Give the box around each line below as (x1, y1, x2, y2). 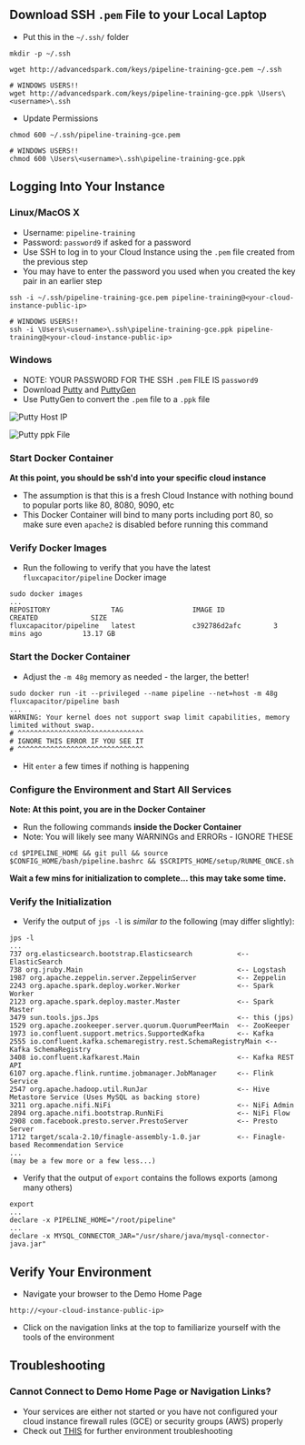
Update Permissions (22, 113, 99, 124)
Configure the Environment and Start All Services (9, 783, 232, 795)
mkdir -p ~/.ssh (9, 49, 71, 58)
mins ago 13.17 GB (9, 630, 116, 639)
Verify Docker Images (9, 541, 107, 554)
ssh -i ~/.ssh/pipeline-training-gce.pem (9, 293, 169, 302)
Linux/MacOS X (9, 207, 80, 219)
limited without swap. (9, 721, 95, 730)
